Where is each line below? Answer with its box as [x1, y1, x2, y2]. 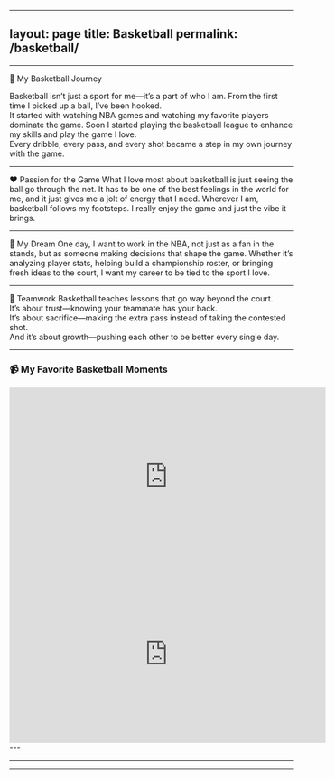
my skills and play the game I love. [9, 128, 137, 140]
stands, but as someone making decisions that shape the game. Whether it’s [9, 247, 293, 258]
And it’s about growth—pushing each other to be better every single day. [9, 331, 280, 342]
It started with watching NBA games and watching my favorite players [9, 109, 269, 120]
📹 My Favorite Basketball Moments [9, 363, 169, 376]
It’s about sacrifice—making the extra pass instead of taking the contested [9, 312, 286, 323]
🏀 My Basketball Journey [9, 73, 102, 84]
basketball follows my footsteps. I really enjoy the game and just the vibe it [9, 202, 287, 213]
